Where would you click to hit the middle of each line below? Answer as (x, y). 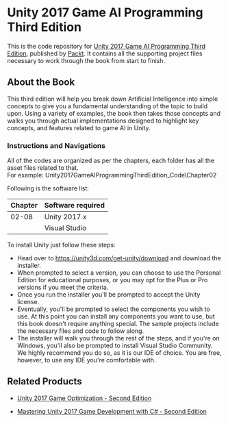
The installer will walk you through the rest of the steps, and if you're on (118, 338)
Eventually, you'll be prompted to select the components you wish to (113, 309)
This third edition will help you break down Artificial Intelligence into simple (113, 99)
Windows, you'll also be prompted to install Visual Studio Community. (115, 346)
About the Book (41, 83)
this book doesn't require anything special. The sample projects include (118, 324)
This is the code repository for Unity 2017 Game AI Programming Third (106, 46)
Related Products (45, 382)
